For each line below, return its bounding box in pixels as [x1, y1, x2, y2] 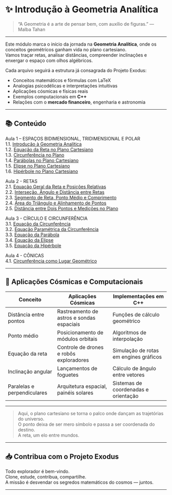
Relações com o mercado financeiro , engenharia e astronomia [12, 99, 146, 105]
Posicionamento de [57, 329, 104, 336]
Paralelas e [8, 383, 35, 390]
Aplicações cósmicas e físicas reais [12, 88, 89, 94]
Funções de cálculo [112, 311, 160, 318]
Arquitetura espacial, [57, 383, 107, 390]
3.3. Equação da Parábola [5, 232, 60, 238]
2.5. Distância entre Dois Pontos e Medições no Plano [5, 205, 119, 211]
